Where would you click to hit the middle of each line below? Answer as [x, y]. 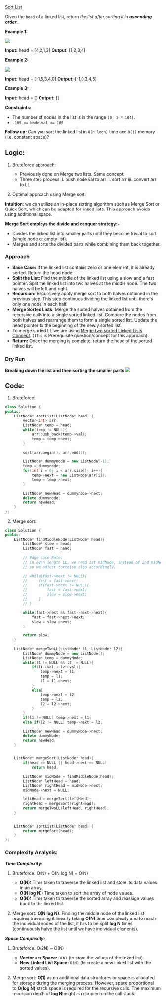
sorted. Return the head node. [43, 273]
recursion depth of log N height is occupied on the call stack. [74, 993]
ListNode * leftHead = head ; [52, 781]
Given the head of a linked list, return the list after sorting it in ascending [79, 17]
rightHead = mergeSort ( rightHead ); [60, 804]
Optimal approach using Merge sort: [49, 194]
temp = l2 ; [52, 699]
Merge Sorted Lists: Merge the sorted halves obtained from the [77, 310]
